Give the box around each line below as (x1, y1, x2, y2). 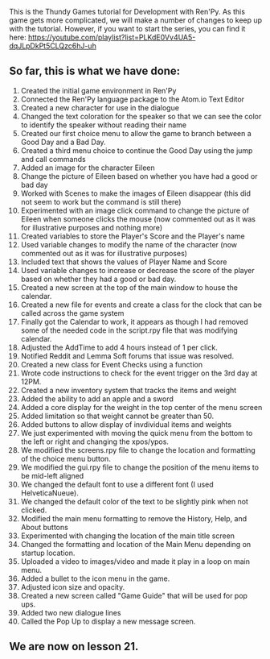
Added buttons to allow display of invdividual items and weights (20, 419, 232, 429)
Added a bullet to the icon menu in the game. (20, 574, 170, 583)
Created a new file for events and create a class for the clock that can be (20, 300, 262, 309)
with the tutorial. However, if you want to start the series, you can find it (9, 24, 246, 33)
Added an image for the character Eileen (20, 163, 155, 172)
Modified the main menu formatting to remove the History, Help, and (20, 513, 247, 523)
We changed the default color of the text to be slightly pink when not (20, 496, 248, 506)
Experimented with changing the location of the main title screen (20, 531, 235, 541)
